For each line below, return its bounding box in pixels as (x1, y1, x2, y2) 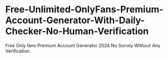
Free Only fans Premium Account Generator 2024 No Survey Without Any (5, 42, 160, 48)
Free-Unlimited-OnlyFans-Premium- (5, 4, 164, 15)
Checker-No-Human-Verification (5, 26, 149, 37)
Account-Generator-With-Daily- (5, 14, 145, 26)
